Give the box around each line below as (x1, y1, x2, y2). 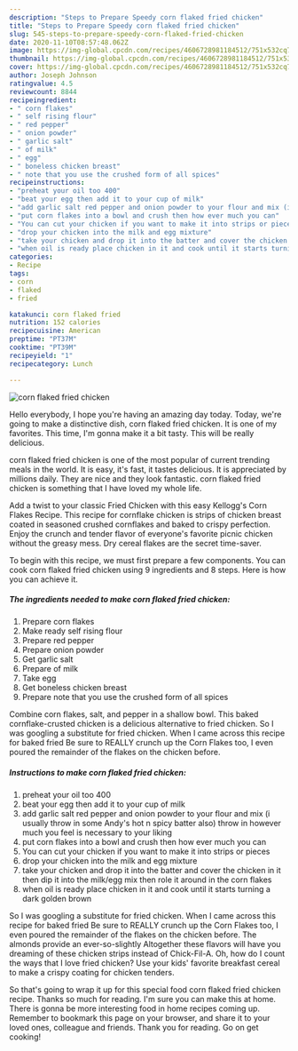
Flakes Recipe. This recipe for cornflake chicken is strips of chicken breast (9, 509, 282, 520)
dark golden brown (21, 894, 92, 904)
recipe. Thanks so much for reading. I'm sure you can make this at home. (9, 994, 277, 1005)
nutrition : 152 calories (9, 318, 101, 327)
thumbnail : (9, 54, 50, 63)
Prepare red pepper (21, 635, 95, 646)
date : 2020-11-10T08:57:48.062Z (9, 37, 129, 47)
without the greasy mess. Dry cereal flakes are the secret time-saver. (9, 537, 262, 548)
